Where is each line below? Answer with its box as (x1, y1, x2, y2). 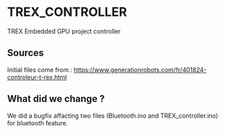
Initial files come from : (7, 65, 73, 73)
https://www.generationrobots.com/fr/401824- (73, 65, 207, 73)
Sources (7, 47, 44, 59)
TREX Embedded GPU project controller (7, 27, 121, 35)
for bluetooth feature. (7, 118, 68, 127)
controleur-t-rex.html (7, 73, 67, 81)
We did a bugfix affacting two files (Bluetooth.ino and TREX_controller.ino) (7, 112, 219, 120)
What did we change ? (7, 93, 105, 105)
